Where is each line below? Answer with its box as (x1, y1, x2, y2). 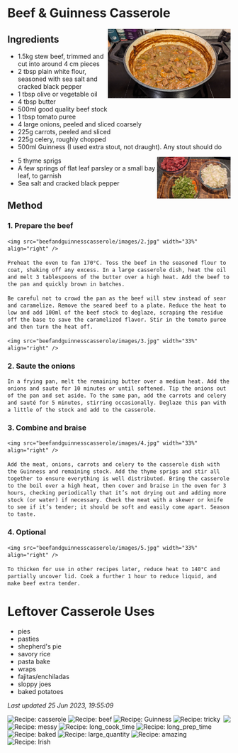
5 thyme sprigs (17, 156, 62, 165)
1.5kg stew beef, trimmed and (17, 52, 104, 60)
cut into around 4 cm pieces (17, 60, 101, 68)
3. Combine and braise (7, 423, 87, 433)
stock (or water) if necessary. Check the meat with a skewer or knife (7, 497, 223, 504)
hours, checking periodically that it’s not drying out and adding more (7, 489, 227, 497)
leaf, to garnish (17, 172, 62, 180)
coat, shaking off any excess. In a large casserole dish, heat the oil (7, 266, 227, 273)
